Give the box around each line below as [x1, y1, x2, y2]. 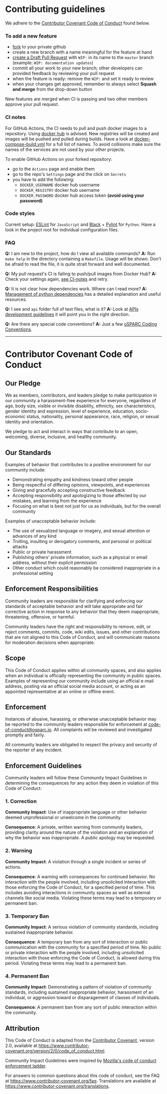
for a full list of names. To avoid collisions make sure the [46, 141, 161, 147]
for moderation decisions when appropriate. [5, 639, 95, 645]
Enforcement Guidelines [5, 761, 82, 770]
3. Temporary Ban [5, 913, 49, 920]
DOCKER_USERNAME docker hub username [19, 181, 100, 188]
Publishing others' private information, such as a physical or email [12, 554, 148, 560]
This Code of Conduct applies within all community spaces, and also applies [5, 667, 162, 673]
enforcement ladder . [5, 1063, 47, 1069]
